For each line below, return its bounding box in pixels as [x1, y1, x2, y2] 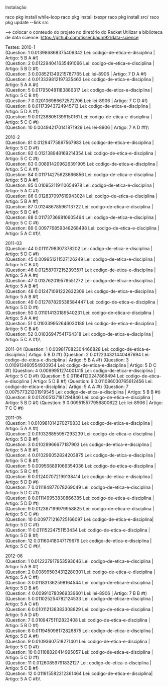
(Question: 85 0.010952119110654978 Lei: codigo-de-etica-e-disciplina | [5, 182, 154, 188]
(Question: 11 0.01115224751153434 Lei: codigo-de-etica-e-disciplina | [5, 527, 150, 533]
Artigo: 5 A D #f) [5, 612, 39, 618]
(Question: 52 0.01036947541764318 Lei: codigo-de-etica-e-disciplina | [5, 331, 154, 337]
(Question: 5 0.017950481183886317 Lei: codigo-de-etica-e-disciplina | [5, 87, 153, 93]
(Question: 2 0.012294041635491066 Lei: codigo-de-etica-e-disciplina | [5, 60, 154, 66]
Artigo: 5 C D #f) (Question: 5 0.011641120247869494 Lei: [5, 373, 125, 379]
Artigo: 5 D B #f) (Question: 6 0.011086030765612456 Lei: [33, 378, 153, 384]
